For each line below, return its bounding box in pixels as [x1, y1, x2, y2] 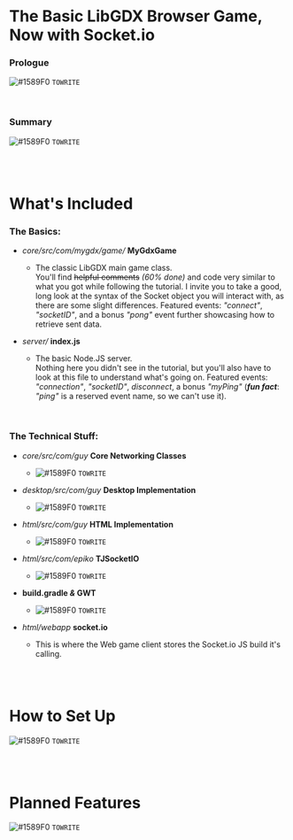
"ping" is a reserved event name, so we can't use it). [35, 391, 227, 402]
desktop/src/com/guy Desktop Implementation [21, 484, 197, 495]
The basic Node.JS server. [35, 353, 133, 364]
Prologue [9, 57, 50, 69]
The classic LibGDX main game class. [35, 263, 173, 274]
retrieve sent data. [35, 319, 103, 329]
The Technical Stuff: [9, 430, 99, 443]
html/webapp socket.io [21, 621, 108, 632]
